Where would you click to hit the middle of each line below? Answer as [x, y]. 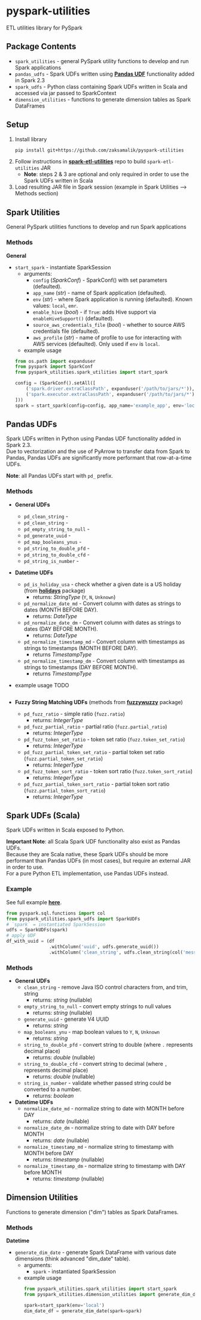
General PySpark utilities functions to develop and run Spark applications [96, 227]
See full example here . [34, 902]
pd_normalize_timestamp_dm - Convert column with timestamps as [104, 661]
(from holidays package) [54, 591]
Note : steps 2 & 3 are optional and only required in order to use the [106, 174]
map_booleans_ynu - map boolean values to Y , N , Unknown [92, 1032]
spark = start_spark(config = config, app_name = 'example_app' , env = [99, 406]
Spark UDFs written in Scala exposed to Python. [66, 830]
